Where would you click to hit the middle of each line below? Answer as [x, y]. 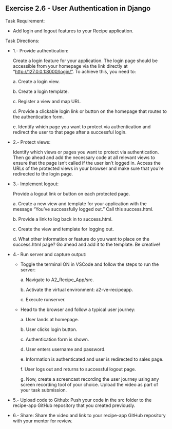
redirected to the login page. [43, 173]
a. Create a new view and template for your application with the [80, 203]
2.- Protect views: [32, 142]
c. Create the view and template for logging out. [63, 229]
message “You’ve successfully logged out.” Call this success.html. [83, 209]
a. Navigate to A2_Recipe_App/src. [57, 280]
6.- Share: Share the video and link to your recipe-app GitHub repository [89, 415]
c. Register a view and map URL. [47, 101]
